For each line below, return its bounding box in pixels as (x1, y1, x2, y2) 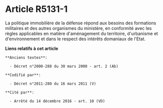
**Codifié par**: (5, 72, 41, 78)
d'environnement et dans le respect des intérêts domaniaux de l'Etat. (5, 36, 146, 42)
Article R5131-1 (5, 3, 68, 15)
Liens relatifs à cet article (5, 45, 58, 51)
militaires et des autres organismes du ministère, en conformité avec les (5, 25, 152, 31)
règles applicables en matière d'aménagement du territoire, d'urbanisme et (5, 30, 159, 36)
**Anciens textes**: (5, 55, 48, 60)
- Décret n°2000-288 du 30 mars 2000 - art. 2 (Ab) (9, 64, 119, 69)
